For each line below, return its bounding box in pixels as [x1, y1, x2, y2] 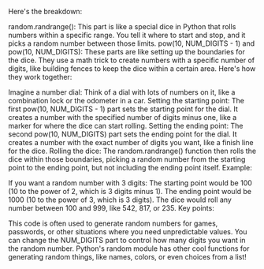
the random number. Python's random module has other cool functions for [8, 244, 250, 253]
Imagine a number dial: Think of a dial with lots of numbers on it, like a [8, 88, 236, 97]
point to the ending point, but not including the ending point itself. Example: [8, 163, 252, 172]
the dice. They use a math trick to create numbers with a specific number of [8, 55, 255, 65]
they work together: [8, 73, 73, 81]
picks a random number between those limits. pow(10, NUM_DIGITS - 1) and [8, 39, 255, 48]
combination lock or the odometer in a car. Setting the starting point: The [8, 96, 244, 105]
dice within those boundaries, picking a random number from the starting [8, 155, 246, 164]
